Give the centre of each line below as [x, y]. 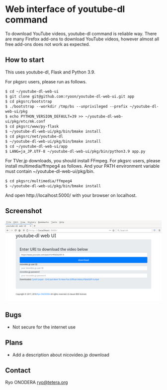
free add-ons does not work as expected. [48, 44]
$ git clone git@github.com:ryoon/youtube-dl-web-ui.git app [70, 96]
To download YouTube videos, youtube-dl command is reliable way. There [81, 33]
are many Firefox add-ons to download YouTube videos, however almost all [82, 39]
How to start [25, 60]
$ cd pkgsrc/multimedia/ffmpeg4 [39, 181]
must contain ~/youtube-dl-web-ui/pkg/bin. [50, 171]
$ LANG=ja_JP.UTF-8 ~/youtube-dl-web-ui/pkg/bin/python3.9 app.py [75, 151]
